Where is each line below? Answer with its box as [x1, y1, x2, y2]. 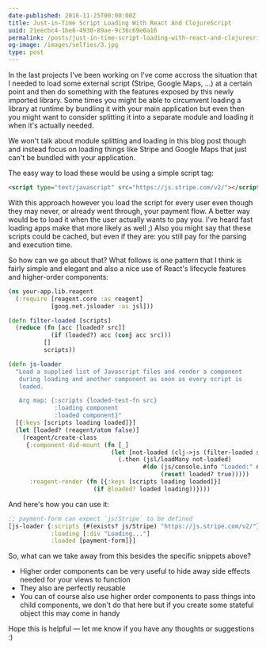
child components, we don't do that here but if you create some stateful [19, 600, 254, 610]
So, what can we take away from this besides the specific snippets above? [8, 552, 252, 561]
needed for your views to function [19, 575, 131, 585]
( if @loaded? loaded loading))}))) [93, 485, 211, 493]
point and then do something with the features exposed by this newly [8, 87, 234, 96]
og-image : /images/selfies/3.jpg [8, 41, 119, 49]
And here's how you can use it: [8, 499, 109, 509]
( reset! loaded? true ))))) [160, 471, 249, 479]
